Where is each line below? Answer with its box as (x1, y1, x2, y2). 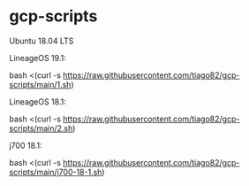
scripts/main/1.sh (9, 79, 72, 89)
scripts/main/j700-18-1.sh (9, 167, 102, 177)
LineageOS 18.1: (9, 96, 66, 107)
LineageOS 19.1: (9, 52, 66, 63)
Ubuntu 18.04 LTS (9, 35, 74, 46)
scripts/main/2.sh (9, 122, 73, 134)
